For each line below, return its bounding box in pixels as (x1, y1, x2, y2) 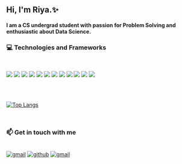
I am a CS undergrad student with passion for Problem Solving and (6, 21, 176, 29)
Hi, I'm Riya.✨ (6, 5, 59, 15)
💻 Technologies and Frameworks (6, 43, 107, 52)
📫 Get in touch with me (6, 129, 77, 137)
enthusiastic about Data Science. (6, 28, 92, 35)
